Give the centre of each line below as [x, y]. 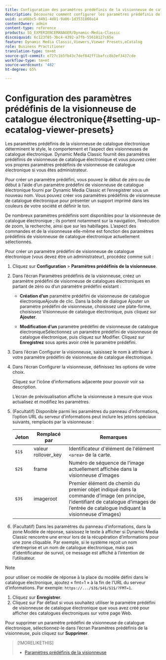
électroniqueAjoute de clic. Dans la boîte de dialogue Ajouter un [84, 301]
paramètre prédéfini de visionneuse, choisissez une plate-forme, [85, 306]
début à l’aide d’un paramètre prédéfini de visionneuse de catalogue [75, 185]
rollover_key [48, 455]
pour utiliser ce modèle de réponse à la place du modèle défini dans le [77, 577]
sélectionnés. [19, 242]
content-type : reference [31, 28]
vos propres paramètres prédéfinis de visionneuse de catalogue [70, 164]
